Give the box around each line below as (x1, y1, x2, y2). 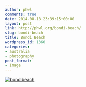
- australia (5, 49, 30, 54)
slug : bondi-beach (5, 30, 43, 35)
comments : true (5, 12, 37, 17)
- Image (5, 63, 21, 68)
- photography (5, 53, 35, 59)
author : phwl (5, 7, 32, 12)
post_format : (5, 58, 32, 63)
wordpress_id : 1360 (5, 40, 46, 45)
